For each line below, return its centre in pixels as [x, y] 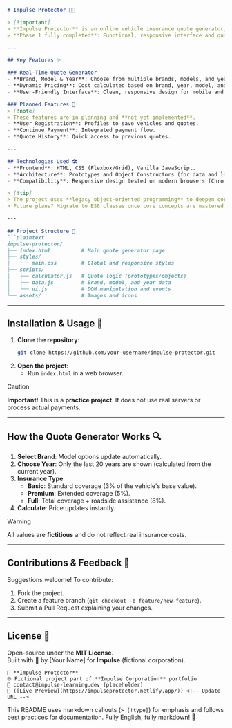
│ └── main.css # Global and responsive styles [91, 263]
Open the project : [43, 366]
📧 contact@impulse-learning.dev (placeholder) [75, 684]
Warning [19, 521]
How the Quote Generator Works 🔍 [84, 437]
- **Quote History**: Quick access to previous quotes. [89, 137]
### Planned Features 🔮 [41, 104]
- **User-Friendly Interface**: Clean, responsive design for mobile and [116, 92]
